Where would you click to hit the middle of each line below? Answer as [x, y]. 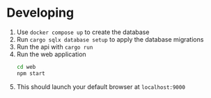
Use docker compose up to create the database [83, 32]
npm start [31, 73]
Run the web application [51, 54]
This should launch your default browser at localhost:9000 [101, 87]
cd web [26, 67]
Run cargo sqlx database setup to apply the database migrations [110, 39]
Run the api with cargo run [55, 47]
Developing [40, 13]
